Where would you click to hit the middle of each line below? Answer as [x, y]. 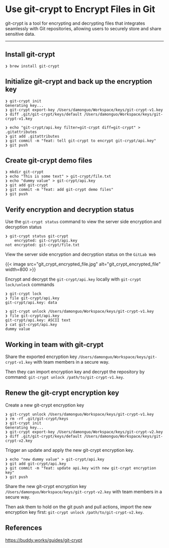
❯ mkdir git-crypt [24, 172]
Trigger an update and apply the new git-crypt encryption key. [70, 450]
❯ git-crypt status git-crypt [37, 236]
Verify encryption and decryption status [70, 209]
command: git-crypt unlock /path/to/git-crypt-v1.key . [65, 377]
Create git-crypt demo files [49, 160]
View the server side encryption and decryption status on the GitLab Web [80, 254]
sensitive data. [20, 34]
